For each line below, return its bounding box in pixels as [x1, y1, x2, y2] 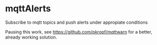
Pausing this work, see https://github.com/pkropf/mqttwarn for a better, [5, 29, 153, 35]
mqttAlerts [5, 3, 51, 14]
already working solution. [5, 34, 57, 40]
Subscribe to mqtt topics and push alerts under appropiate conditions [5, 19, 148, 25]
